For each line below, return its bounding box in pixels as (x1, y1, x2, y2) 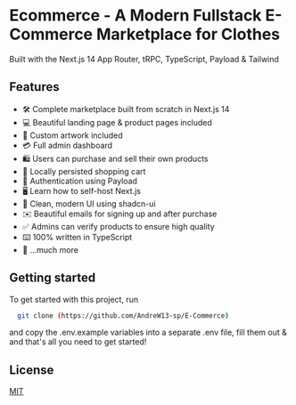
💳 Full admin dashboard (21, 140, 113, 150)
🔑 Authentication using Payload (21, 175, 138, 186)
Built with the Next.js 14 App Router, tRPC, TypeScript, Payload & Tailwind (9, 53, 279, 64)
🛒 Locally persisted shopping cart (21, 166, 146, 176)
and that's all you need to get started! (9, 336, 147, 347)
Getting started (9, 271, 96, 286)
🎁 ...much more (21, 244, 78, 255)
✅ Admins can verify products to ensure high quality (21, 221, 216, 231)
